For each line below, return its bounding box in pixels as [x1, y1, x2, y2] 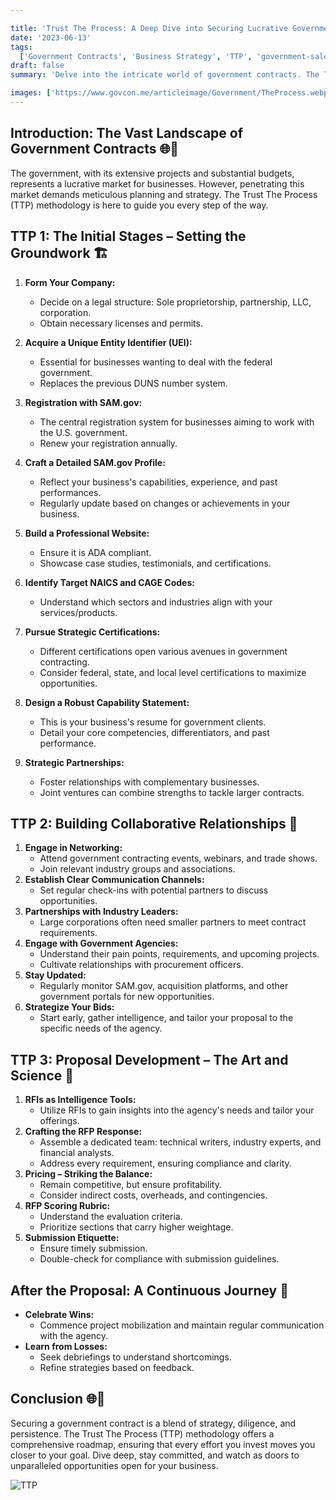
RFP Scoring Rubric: [24, 1200, 111, 1212]
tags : [10, 42, 33, 52]
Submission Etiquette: [24, 1232, 120, 1244]
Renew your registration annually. [39, 437, 178, 449]
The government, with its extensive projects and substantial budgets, [10, 167, 295, 179]
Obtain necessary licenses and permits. [39, 317, 203, 329]
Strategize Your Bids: [24, 1001, 115, 1013]
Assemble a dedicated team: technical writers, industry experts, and [39, 1136, 322, 1148]
